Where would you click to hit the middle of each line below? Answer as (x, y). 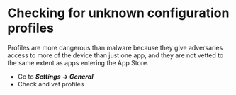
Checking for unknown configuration (118, 13)
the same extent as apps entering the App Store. (78, 62)
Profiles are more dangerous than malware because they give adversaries (115, 47)
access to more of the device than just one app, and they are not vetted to (116, 55)
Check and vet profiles (51, 84)
